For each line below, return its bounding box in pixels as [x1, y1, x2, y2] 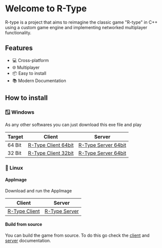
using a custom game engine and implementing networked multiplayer [5, 24, 147, 30]
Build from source [5, 221, 43, 227]
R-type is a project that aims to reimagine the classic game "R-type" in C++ [5, 19, 158, 25]
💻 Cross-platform [12, 57, 49, 63]
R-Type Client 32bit [27, 150, 74, 156]
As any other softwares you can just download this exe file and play [5, 122, 142, 128]
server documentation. [5, 237, 52, 244]
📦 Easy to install [12, 70, 47, 76]
